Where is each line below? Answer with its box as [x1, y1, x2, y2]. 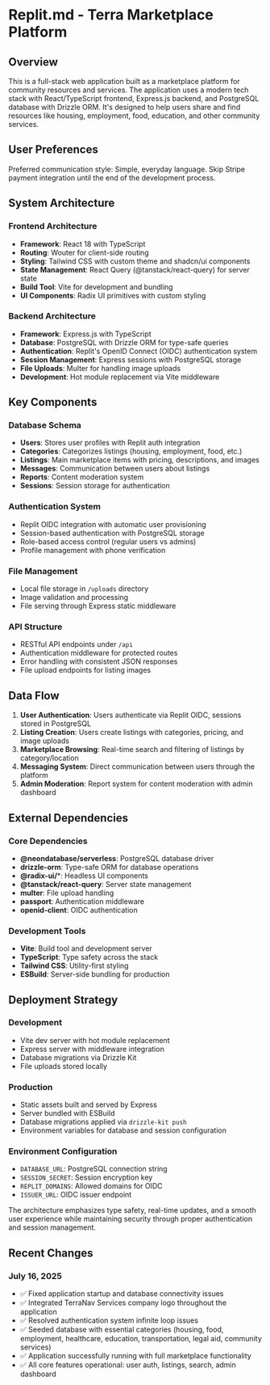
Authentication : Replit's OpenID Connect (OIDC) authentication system [19, 346, 258, 356]
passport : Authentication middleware [19, 896, 145, 906]
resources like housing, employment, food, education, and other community [8, 111, 260, 120]
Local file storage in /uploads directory [19, 584, 149, 593]
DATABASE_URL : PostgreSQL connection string [19, 1164, 168, 1174]
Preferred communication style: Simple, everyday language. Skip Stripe [8, 164, 246, 174]
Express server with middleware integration [19, 1044, 165, 1054]
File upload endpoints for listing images [19, 665, 152, 675]
